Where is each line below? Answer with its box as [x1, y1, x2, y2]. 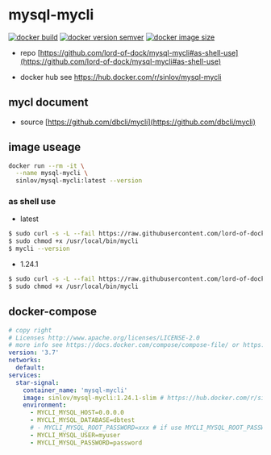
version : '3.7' [8, 349, 60, 357]
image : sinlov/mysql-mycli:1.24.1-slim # [23, 394, 164, 402]
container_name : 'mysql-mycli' [23, 386, 128, 394]
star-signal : [15, 378, 60, 386]
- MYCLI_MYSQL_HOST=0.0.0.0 [29, 409, 125, 417]
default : [15, 364, 45, 372]
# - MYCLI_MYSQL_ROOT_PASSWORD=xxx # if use [29, 424, 182, 432]
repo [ [19, 48, 41, 57]
